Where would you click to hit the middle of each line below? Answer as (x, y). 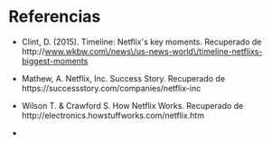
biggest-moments (55, 61)
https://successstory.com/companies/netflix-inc (111, 88)
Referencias (55, 17)
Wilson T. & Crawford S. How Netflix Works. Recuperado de (132, 105)
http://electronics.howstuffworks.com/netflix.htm (113, 115)
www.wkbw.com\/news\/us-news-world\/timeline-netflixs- (153, 51)
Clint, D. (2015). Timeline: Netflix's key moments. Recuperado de (141, 42)
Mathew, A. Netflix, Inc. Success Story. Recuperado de (123, 78)
